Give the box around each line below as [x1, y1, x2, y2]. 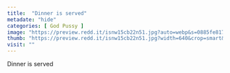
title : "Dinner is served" [7, 9, 88, 17]
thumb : [7, 35, 26, 42]
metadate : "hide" [7, 16, 57, 23]
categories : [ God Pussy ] [7, 22, 84, 29]
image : [7, 28, 26, 36]
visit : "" [7, 41, 36, 48]
